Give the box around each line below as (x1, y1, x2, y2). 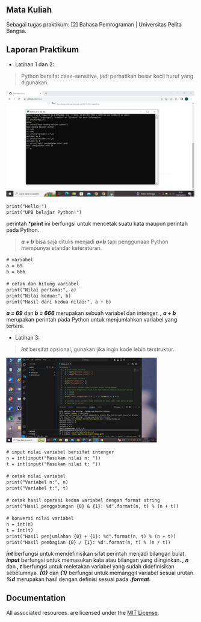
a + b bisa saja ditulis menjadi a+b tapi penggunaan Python (20, 238, 169, 245)
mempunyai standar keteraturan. (20, 244, 102, 252)
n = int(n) (6, 521, 34, 527)
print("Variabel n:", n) (6, 479, 69, 485)
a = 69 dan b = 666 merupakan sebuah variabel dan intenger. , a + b (6, 309, 176, 317)
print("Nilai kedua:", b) (6, 293, 71, 299)
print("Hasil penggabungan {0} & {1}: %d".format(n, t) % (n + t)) (6, 503, 179, 509)
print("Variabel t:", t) (6, 485, 69, 491)
